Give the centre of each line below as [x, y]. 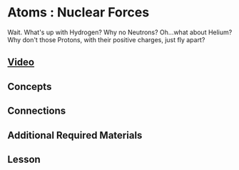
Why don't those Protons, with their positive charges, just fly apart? [106, 39]
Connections [37, 111]
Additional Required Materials [75, 135]
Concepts [30, 86]
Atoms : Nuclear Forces [78, 12]
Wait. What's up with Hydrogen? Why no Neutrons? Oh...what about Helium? [120, 32]
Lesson [24, 159]
